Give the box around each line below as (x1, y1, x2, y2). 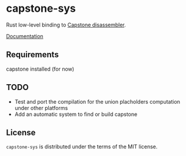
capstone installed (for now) (6, 65, 75, 72)
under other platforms (14, 104, 68, 111)
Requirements (6, 49, 59, 60)
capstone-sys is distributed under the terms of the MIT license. (6, 143, 158, 150)
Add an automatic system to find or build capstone (14, 111, 138, 118)
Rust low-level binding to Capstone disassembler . (6, 21, 127, 28)
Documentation (6, 32, 44, 39)
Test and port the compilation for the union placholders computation (14, 98, 181, 105)
